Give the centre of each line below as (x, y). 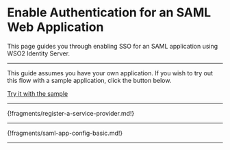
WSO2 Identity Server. (39, 53)
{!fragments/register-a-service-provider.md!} (71, 113)
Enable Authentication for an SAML (109, 13)
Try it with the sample (38, 93)
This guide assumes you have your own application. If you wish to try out (110, 73)
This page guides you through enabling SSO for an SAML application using (113, 46)
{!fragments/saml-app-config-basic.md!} (65, 133)
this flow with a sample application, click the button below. (89, 80)
